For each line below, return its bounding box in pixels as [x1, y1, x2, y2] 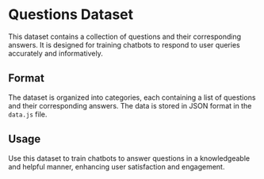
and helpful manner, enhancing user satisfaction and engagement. [8, 162, 225, 171]
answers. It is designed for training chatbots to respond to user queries [8, 40, 240, 49]
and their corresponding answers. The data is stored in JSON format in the [8, 101, 252, 110]
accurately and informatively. [8, 48, 103, 58]
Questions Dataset [8, 6, 134, 24]
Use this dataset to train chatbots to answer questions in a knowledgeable [8, 153, 251, 163]
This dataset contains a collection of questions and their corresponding [8, 32, 242, 41]
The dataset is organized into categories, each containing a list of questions [8, 93, 256, 102]
